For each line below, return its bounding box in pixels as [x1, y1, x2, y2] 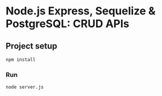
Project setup [5, 41, 58, 51]
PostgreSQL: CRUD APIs [5, 17, 129, 31]
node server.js [5, 84, 44, 91]
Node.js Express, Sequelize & [5, 4, 156, 18]
